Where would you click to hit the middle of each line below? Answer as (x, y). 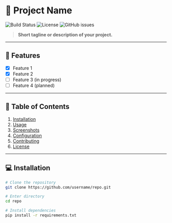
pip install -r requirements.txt (41, 215)
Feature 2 (23, 73)
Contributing (26, 141)
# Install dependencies (31, 211)
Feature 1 (22, 68)
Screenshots (26, 130)
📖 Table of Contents (37, 107)
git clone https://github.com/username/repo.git (58, 187)
